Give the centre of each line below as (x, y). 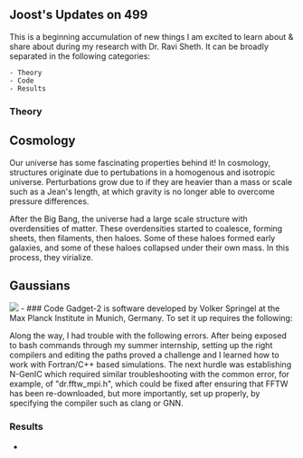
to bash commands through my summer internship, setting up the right (141, 346)
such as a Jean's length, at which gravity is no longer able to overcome (142, 191)
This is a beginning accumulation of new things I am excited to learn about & (151, 36)
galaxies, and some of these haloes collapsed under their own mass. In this (149, 248)
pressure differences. (49, 201)
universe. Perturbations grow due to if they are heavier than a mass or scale (151, 181)
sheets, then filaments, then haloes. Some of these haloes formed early (142, 238)
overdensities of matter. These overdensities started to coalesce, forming (146, 228)
